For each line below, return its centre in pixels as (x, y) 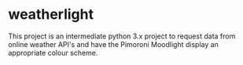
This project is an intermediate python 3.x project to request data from (122, 36)
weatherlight (51, 14)
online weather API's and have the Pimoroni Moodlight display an (113, 44)
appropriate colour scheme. (53, 52)
